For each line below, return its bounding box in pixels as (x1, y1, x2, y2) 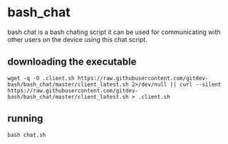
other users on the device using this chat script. (7, 35, 147, 43)
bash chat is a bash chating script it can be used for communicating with (7, 28, 221, 36)
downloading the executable (7, 56, 137, 68)
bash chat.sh (7, 131, 46, 138)
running (7, 113, 43, 125)
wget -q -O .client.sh (7, 74, 75, 82)
